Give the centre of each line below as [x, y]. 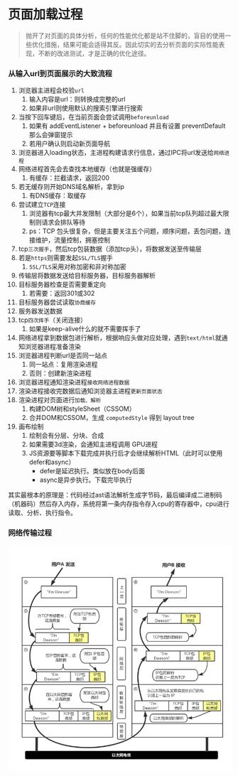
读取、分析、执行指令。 [42, 513]
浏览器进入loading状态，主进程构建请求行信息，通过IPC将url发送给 [116, 153]
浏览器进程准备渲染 [53, 347]
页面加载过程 [46, 15]
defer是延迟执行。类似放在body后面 [92, 471]
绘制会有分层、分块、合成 [66, 436]
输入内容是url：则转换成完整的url [77, 99]
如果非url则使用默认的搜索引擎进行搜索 [86, 108]
